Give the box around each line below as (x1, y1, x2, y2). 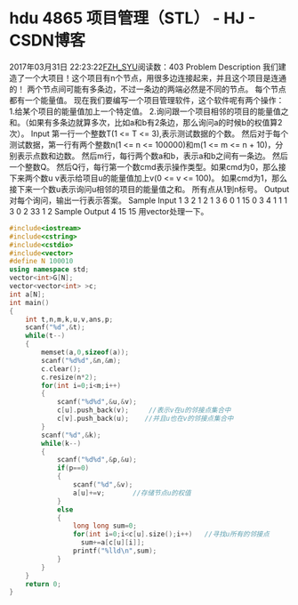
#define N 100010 (9, 257, 74, 266)
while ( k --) (41, 439, 82, 448)
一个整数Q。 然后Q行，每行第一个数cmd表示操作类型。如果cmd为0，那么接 (9, 161, 286, 172)
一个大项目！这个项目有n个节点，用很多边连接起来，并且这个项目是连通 (24, 72, 287, 83)
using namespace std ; (9, 265, 90, 274)
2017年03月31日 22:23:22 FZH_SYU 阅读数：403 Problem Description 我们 (9, 61, 278, 72)
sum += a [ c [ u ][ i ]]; (80, 538, 145, 547)
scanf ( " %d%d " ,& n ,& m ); (41, 356, 122, 365)
